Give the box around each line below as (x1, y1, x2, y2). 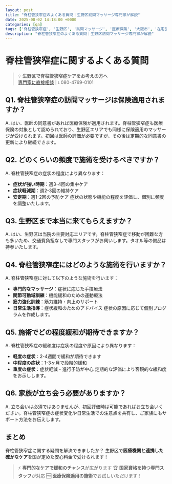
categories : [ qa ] (5, 22, 42, 27)
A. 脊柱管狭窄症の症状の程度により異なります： (5, 170, 105, 176)
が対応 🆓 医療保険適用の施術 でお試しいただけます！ (31, 472, 142, 479)
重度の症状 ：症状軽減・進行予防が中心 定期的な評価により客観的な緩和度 (12, 366, 167, 372)
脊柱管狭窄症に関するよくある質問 (5, 55, 149, 67)
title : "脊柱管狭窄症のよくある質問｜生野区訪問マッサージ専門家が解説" (5, 12, 140, 17)
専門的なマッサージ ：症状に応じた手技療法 (12, 286, 103, 292)
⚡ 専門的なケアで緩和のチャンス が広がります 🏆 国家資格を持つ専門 (17, 465, 160, 471)
